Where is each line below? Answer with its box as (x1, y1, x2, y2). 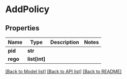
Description (50, 39, 80, 46)
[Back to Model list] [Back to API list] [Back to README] (5, 68, 122, 74)
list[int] (27, 56, 46, 62)
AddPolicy (5, 4, 50, 15)
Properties (5, 24, 40, 32)
